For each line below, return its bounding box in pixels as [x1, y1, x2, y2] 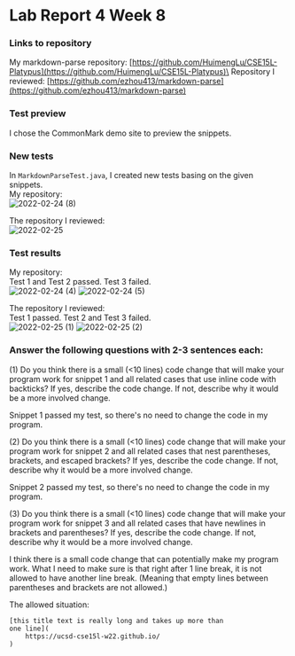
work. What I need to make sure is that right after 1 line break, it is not [9, 563, 262, 574]
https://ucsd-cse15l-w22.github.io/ [25, 631, 161, 641]
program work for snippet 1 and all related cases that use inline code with [9, 373, 276, 384]
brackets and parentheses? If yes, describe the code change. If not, [9, 527, 257, 537]
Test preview [9, 107, 66, 120]
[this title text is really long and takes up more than [9, 616, 224, 625]
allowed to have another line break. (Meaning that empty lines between [9, 573, 268, 583]
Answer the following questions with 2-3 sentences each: [9, 344, 264, 356]
